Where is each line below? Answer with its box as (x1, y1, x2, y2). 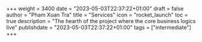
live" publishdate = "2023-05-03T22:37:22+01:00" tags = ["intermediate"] (6, 24, 191, 31)
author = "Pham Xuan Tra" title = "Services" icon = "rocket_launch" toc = (6, 11, 188, 18)
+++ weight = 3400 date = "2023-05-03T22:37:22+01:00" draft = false (6, 5, 184, 12)
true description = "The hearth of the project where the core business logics (6, 18, 196, 24)
